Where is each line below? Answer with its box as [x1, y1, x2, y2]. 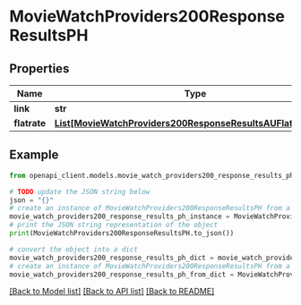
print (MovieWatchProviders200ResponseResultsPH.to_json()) [9, 229, 235, 238]
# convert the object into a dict [9, 244, 139, 254]
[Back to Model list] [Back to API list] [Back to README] [9, 286, 215, 297]
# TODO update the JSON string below [9, 187, 150, 196]
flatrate [13, 117, 47, 129]
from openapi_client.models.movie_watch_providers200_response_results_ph [9, 171, 295, 180]
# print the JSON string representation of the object [9, 221, 219, 230]
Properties [9, 61, 70, 76]
